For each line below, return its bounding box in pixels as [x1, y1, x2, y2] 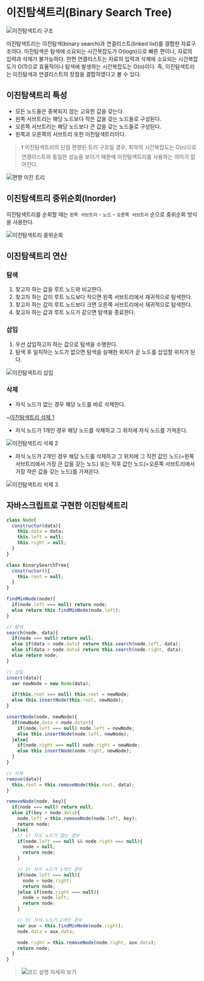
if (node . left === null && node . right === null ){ [17, 838, 143, 844]
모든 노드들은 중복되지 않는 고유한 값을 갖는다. [15, 108, 125, 115]
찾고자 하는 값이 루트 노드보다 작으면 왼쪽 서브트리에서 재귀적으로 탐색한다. [15, 293, 193, 301]
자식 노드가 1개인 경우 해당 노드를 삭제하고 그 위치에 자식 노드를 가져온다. [15, 426, 188, 434]
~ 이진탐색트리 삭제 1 [6, 413, 55, 421]
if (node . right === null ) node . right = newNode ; [17, 742, 140, 749]
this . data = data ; [17, 528, 64, 535]
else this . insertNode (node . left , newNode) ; [17, 731, 130, 737]
